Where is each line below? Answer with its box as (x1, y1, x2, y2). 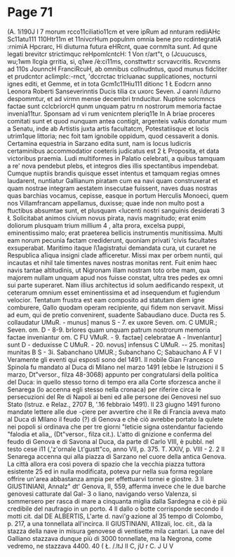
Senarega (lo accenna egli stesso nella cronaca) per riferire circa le (7, 385, 201, 394)
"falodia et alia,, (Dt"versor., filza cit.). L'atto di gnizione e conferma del (7, 429, 212, 438)
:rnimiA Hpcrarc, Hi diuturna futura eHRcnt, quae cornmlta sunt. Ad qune (7, 42, 217, 51)
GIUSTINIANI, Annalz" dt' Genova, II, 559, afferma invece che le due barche (7, 482, 226, 490)
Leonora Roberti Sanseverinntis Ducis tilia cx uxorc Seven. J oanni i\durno (7, 87, 221, 95)
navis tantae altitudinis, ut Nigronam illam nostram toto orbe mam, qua (7, 266, 210, 274)
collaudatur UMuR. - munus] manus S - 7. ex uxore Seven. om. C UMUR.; (7, 318, 217, 326)
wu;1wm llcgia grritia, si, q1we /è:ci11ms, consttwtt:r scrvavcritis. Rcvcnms (7, 57, 221, 65)
